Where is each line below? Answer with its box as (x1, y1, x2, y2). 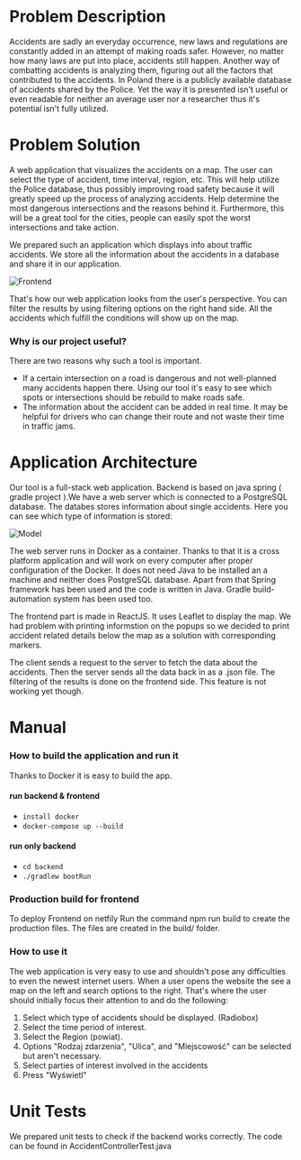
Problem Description (9, 6, 166, 27)
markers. (9, 639, 42, 650)
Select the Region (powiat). (22, 1031, 123, 1042)
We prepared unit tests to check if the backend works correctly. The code (9, 1130, 283, 1141)
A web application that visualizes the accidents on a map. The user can (9, 164, 273, 175)
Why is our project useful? (9, 335, 128, 348)
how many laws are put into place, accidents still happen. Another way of (9, 55, 280, 66)
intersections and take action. (9, 222, 120, 232)
